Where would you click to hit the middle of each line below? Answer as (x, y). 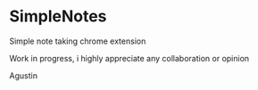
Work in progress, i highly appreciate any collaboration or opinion (129, 58)
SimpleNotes (58, 16)
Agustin (24, 75)
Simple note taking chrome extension (78, 41)
